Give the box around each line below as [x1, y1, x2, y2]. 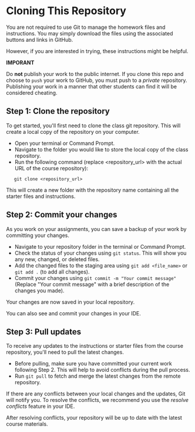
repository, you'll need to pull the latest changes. [6, 349, 125, 356]
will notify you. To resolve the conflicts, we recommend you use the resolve [6, 397, 189, 404]
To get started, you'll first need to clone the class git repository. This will [6, 122, 181, 129]
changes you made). [14, 287, 65, 294]
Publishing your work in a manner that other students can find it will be [6, 83, 177, 90]
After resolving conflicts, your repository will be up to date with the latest [6, 414, 182, 421]
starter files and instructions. [6, 193, 76, 200]
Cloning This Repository [6, 4, 126, 18]
